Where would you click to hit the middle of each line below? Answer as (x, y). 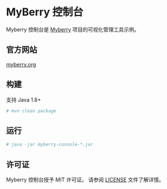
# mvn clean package (31, 111)
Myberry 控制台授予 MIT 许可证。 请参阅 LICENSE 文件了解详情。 (85, 180)
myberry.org (21, 64)
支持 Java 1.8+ (24, 100)
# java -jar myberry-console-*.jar (50, 145)
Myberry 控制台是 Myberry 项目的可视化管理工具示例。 (73, 29)
